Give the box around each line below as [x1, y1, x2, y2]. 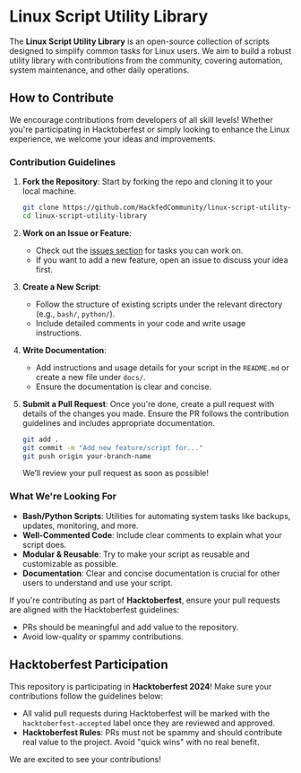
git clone [21, 204, 60, 213]
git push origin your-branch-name [21, 451, 151, 461]
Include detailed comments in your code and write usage [35, 317, 246, 328]
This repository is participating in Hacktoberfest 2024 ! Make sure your [9, 681, 272, 691]
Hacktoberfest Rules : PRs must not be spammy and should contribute [21, 726, 283, 737]
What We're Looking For [9, 491, 116, 503]
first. [35, 264, 54, 274]
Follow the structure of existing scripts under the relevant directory [35, 299, 283, 309]
